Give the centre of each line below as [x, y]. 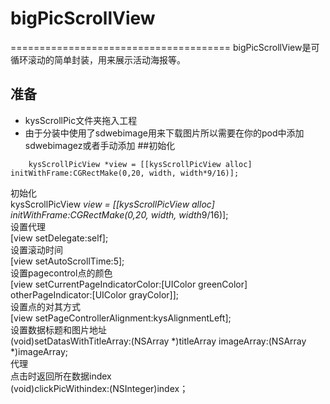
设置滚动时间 [36, 249]
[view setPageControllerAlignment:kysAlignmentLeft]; [121, 318]
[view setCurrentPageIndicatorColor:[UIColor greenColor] [129, 284]
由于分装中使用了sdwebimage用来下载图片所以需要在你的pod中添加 [164, 133]
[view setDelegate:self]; [59, 238]
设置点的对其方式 [45, 306]
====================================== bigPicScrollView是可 [165, 47]
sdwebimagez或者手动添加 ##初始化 [100, 145]
